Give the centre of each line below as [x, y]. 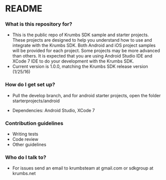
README [24, 9]
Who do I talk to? [26, 157]
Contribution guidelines [34, 123]
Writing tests [25, 134]
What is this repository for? [39, 24]
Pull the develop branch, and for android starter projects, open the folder [86, 95]
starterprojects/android [36, 101]
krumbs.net [24, 174]
